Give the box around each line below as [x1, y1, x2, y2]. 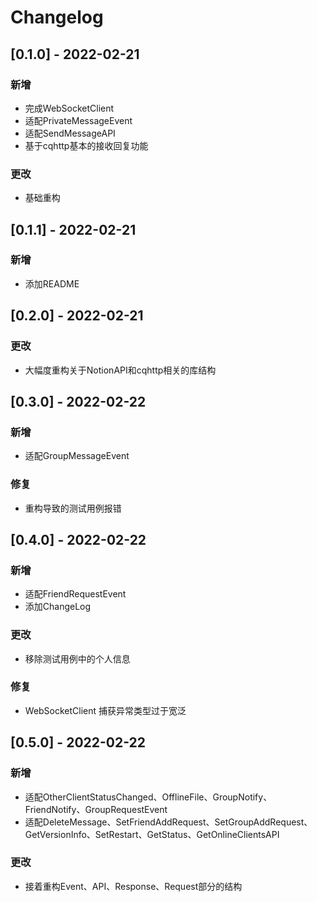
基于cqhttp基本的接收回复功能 [24, 139, 149, 151]
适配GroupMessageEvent [24, 450, 130, 462]
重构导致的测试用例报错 [24, 502, 122, 514]
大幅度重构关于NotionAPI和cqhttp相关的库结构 [24, 364, 217, 376]
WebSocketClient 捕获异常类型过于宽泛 [24, 704, 187, 716]
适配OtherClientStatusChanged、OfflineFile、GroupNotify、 [24, 791, 273, 803]
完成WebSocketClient [24, 102, 115, 114]
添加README [24, 277, 80, 290]
